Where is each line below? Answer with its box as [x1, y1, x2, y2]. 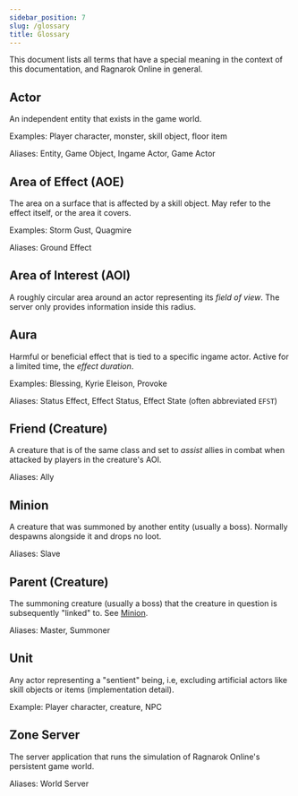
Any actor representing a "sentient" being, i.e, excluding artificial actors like [9, 674, 288, 685]
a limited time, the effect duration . [9, 360, 134, 372]
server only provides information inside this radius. [9, 301, 197, 312]
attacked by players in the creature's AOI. [9, 454, 162, 466]
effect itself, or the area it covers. [9, 208, 132, 218]
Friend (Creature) [9, 422, 108, 437]
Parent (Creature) [9, 574, 109, 589]
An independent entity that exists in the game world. [9, 114, 202, 124]
